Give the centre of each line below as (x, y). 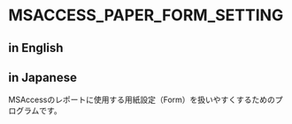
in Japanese (42, 77)
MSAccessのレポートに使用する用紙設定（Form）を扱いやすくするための (142, 100)
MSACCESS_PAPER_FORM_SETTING (146, 15)
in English (36, 48)
